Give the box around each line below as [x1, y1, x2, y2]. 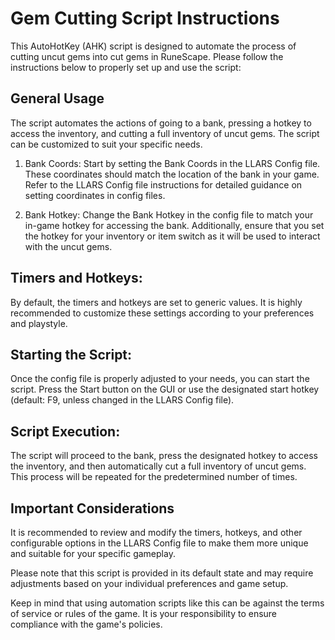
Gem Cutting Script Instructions [10, 7, 280, 30]
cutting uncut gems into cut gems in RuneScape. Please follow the [10, 50, 284, 62]
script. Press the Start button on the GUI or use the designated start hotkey [10, 383, 320, 396]
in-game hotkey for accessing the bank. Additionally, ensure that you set [24, 219, 325, 231]
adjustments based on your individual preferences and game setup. [10, 578, 289, 589]
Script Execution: [10, 423, 121, 440]
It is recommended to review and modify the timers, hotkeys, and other [10, 527, 303, 538]
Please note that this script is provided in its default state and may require [10, 567, 314, 579]
